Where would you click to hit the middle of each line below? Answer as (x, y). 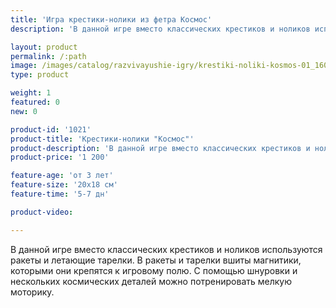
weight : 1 (31, 93)
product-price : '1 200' (60, 157)
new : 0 (24, 111)
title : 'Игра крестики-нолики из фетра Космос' (111, 19)
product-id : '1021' (51, 129)
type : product (40, 75)
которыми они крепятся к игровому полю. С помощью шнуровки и (154, 270)
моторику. (32, 292)
